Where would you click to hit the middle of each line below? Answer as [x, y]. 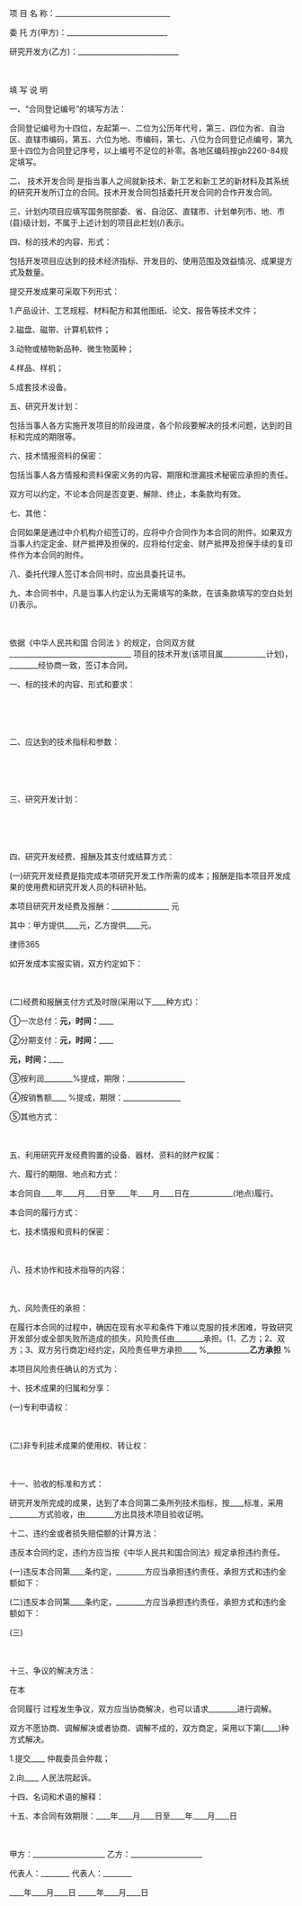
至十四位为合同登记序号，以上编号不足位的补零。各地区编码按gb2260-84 [145, 150]
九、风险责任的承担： [49, 1308]
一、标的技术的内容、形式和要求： [72, 684]
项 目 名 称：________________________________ [90, 13]
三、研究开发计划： [45, 799]
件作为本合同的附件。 [49, 555]
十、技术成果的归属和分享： [61, 1388]
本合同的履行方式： [45, 1212]
